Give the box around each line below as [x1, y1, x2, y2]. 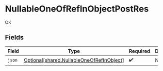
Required [129, 47, 150, 54]
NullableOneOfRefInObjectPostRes [5, 3, 149, 14]
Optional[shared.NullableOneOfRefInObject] [23, 57, 125, 64]
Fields [5, 33, 24, 42]
